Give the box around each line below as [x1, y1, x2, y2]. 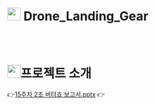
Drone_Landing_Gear [23, 8, 149, 24]
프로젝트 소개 [20, 66, 92, 82]
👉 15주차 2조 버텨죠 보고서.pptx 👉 [7, 90, 105, 98]
